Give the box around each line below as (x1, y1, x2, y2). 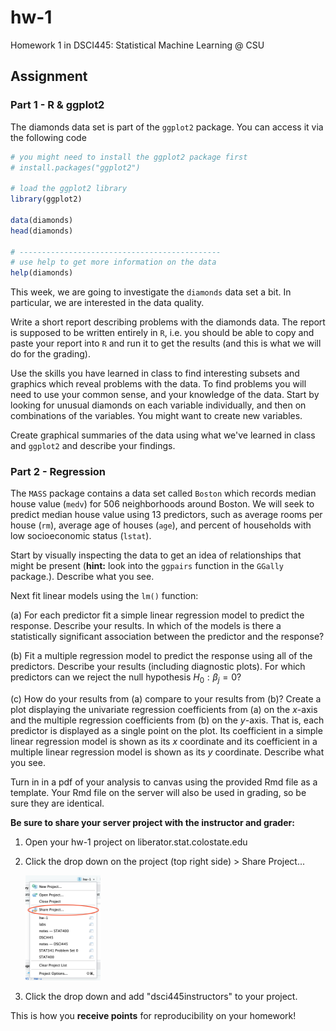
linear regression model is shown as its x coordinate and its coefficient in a (10, 736, 318, 748)
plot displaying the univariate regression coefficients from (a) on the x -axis (10, 704, 318, 716)
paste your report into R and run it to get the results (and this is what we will (10, 337, 322, 350)
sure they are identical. (10, 797, 105, 810)
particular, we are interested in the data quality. (10, 297, 205, 309)
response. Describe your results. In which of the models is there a (10, 620, 282, 632)
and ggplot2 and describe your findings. (10, 440, 176, 452)
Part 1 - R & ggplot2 (10, 98, 105, 112)
